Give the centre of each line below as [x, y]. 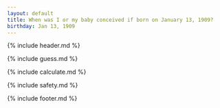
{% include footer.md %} [42, 98]
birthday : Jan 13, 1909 [41, 26]
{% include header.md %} [44, 46]
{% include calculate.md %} [47, 72]
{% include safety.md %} [43, 85]
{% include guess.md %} [42, 59]
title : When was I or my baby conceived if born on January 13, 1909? [110, 20]
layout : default [30, 13]
